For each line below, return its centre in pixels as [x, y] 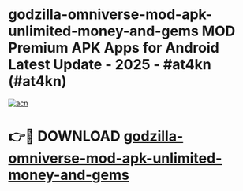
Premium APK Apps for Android [114, 48]
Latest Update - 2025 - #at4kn [110, 65]
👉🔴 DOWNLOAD [64, 136]
